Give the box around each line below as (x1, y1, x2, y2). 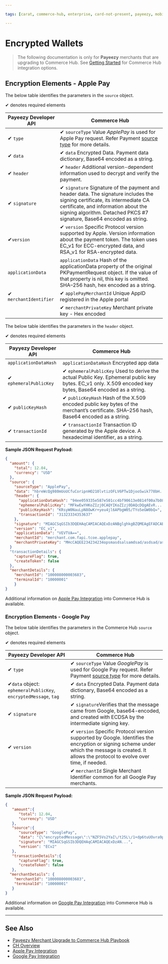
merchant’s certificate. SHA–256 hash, (62, 407, 153, 414)
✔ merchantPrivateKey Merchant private (59, 304, 153, 311)
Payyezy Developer (9, 345, 56, 352)
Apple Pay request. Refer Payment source (59, 135, 158, 142)
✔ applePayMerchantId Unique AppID (59, 290, 146, 297)
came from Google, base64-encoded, (70, 708, 160, 715)
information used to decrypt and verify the (59, 170, 159, 177)
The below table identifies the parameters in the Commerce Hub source (5, 625, 152, 631)
